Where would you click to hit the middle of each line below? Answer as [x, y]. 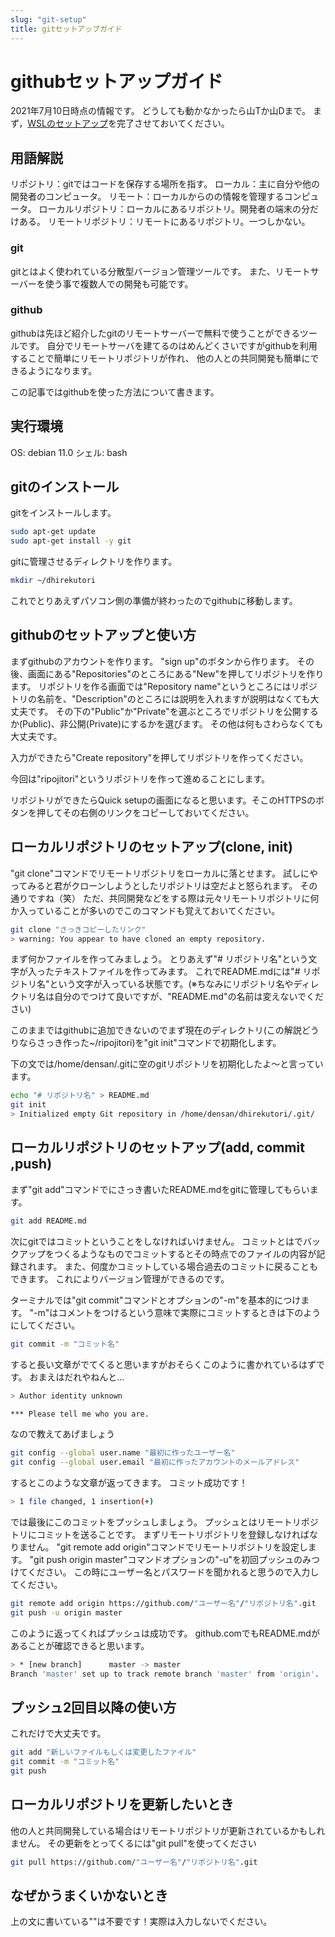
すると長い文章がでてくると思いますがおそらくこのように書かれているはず [163, 1364]
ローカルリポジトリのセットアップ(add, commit [157, 1147]
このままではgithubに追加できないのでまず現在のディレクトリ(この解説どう [165, 1030]
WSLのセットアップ [68, 123]
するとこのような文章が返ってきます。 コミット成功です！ [129, 1483]
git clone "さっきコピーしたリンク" [78, 929]
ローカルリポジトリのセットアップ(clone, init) [151, 847]
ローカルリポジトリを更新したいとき [122, 1804]
